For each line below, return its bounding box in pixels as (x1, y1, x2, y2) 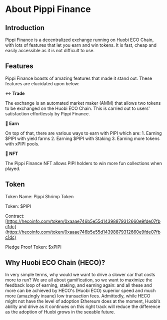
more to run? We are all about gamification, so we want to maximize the (5, 277, 152, 283)
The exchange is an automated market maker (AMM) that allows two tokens (5, 100, 161, 106)
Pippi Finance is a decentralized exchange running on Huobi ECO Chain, (5, 37, 154, 43)
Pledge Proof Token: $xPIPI (5, 244, 61, 250)
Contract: (5, 213, 25, 219)
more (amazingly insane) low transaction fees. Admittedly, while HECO (5, 293, 151, 299)
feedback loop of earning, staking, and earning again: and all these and (5, 282, 152, 288)
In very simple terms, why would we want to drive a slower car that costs (5, 272, 155, 278)
